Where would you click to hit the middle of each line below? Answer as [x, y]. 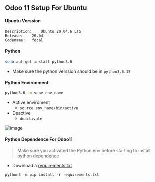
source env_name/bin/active [49, 108]
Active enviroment [31, 102]
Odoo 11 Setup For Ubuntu [46, 8]
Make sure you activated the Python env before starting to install [84, 150]
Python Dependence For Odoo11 [39, 139]
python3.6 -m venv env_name [34, 93]
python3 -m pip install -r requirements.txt [52, 174]
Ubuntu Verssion [23, 21]
